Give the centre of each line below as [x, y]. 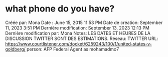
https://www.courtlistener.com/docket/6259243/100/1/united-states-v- [78, 43]
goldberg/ [16, 49]
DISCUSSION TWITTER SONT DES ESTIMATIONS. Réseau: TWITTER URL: [82, 38]
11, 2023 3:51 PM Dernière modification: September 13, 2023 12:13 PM [77, 27]
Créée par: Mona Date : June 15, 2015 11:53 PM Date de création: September [84, 22]
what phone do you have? [60, 9]
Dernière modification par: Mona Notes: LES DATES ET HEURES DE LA [78, 33]
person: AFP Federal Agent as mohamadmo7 [73, 49]
